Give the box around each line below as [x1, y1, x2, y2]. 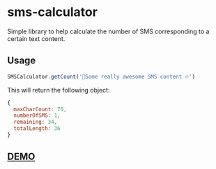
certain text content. [7, 34, 65, 42]
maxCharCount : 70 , [13, 106, 68, 113]
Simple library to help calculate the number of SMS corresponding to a [7, 27, 210, 35]
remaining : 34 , [13, 119, 58, 126]
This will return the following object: [7, 86, 110, 94]
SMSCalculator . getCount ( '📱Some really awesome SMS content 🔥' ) [7, 73, 196, 80]
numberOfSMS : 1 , [13, 112, 61, 119]
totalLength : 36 [13, 125, 61, 132]
